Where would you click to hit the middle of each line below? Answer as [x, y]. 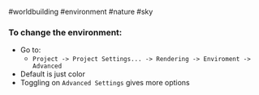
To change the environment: [65, 32]
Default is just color [53, 74]
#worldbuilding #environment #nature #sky [81, 12]
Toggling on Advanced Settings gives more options [105, 83]
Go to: [30, 50]
